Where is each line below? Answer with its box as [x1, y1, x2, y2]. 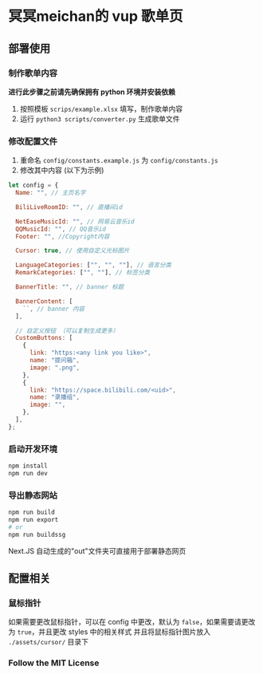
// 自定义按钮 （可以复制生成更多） [15, 326, 120, 335]
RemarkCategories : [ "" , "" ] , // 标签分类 [15, 269, 150, 277]
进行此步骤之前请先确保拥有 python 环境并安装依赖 [8, 87, 176, 97]
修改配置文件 [8, 136, 58, 147]
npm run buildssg [8, 530, 66, 538]
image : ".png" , [29, 364, 80, 372]
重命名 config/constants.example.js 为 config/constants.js [19, 156, 218, 165]
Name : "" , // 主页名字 [15, 189, 86, 197]
